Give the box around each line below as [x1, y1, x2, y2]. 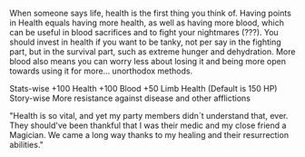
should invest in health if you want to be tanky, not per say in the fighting [9, 36, 281, 47]
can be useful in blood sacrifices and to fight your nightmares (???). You [9, 27, 279, 37]
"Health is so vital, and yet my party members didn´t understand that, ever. [9, 111, 289, 121]
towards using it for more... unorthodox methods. [9, 65, 193, 76]
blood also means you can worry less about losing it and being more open [9, 56, 286, 66]
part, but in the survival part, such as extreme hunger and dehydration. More [9, 46, 296, 57]
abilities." [9, 140, 44, 150]
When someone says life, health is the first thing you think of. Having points [9, 8, 292, 18]
